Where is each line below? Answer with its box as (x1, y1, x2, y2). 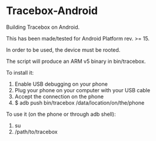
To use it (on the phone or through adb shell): (6, 110, 116, 117)
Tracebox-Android (6, 4, 98, 18)
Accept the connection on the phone (14, 93, 104, 100)
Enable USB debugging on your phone (14, 80, 108, 88)
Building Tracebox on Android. (6, 23, 80, 31)
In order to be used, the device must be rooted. (6, 46, 121, 53)
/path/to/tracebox (14, 128, 58, 135)
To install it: (6, 69, 34, 76)
